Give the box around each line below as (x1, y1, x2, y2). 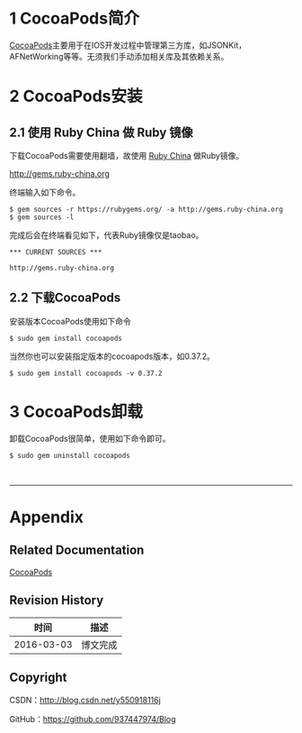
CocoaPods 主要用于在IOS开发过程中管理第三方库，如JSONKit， (9, 40, 247, 50)
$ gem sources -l (9, 213, 75, 222)
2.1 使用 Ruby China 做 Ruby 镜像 (9, 124, 193, 140)
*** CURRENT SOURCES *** (9, 247, 102, 257)
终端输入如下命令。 (9, 187, 81, 197)
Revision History (9, 592, 104, 609)
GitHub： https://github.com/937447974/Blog (9, 714, 177, 725)
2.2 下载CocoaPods (9, 290, 121, 306)
